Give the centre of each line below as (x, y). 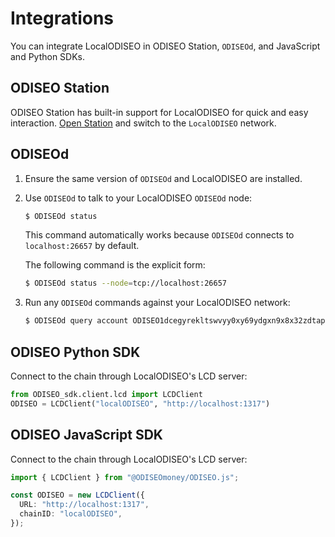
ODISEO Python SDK (75, 352)
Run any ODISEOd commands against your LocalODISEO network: (157, 303)
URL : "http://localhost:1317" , (84, 505)
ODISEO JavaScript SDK (86, 435)
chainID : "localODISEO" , (71, 514)
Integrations (62, 18)
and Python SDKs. (48, 56)
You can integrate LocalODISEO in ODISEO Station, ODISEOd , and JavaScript (165, 46)
